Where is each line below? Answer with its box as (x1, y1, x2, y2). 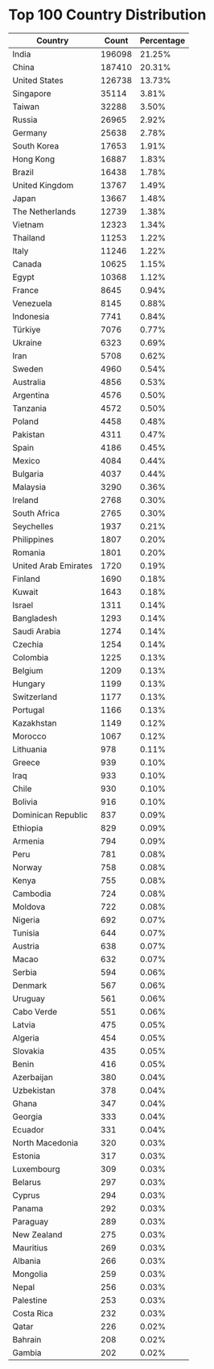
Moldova (12, 901, 46, 912)
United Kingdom (12, 179, 74, 190)
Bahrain (12, 1333, 42, 1345)
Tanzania (12, 402, 47, 413)
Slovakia (12, 1045, 44, 1057)
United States (12, 74, 64, 86)
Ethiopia (12, 822, 43, 833)
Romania (12, 546, 46, 558)
